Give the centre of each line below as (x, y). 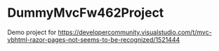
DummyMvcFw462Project (86, 13)
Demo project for (32, 32)
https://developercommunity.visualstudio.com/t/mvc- (135, 32)
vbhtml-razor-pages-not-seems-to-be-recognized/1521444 (94, 39)
